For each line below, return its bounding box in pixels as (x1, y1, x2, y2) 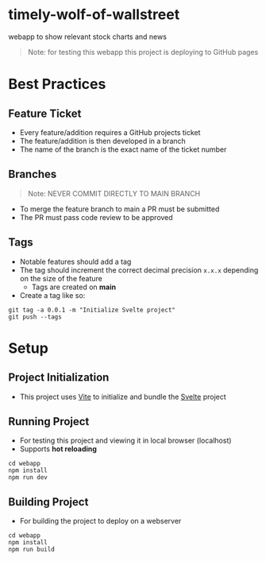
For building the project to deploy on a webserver (19, 517, 182, 526)
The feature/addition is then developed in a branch (19, 136, 187, 145)
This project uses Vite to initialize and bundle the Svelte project (19, 392, 226, 401)
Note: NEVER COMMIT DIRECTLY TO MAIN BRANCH (27, 188, 201, 198)
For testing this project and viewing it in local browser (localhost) (19, 435, 232, 446)
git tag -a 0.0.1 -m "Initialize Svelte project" (8, 306, 176, 314)
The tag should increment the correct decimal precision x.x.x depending (19, 265, 259, 275)
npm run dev (8, 474, 48, 482)
